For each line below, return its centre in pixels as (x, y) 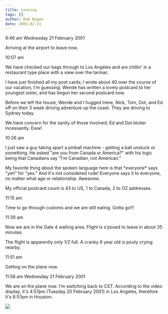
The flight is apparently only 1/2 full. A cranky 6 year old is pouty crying (79, 242)
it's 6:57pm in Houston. (29, 297)
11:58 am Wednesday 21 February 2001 (45, 276)
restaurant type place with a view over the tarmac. (57, 73)
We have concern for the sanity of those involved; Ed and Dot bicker (76, 123)
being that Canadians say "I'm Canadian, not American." (63, 158)
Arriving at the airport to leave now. (42, 48)
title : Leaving (21, 10)
